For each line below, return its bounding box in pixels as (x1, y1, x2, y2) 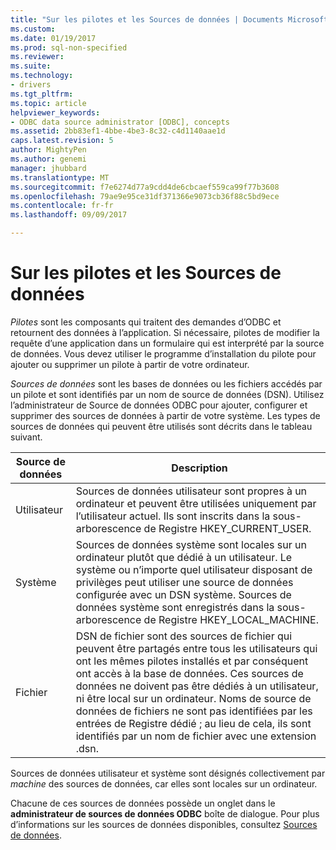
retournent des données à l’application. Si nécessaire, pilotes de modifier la (10, 326, 320, 338)
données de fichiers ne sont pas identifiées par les (75, 704, 313, 718)
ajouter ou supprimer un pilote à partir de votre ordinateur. (10, 358, 250, 370)
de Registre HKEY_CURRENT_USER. (143, 521, 312, 535)
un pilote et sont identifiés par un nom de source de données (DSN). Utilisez (10, 388, 325, 400)
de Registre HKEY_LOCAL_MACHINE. (143, 612, 320, 626)
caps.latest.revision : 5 (10, 136, 114, 146)
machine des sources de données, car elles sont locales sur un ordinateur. (10, 777, 318, 790)
